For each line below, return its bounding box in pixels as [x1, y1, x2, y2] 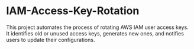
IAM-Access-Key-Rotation [6, 4, 140, 18]
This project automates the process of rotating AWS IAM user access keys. [6, 24, 189, 31]
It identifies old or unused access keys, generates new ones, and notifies [6, 30, 185, 37]
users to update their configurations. [6, 36, 95, 43]
